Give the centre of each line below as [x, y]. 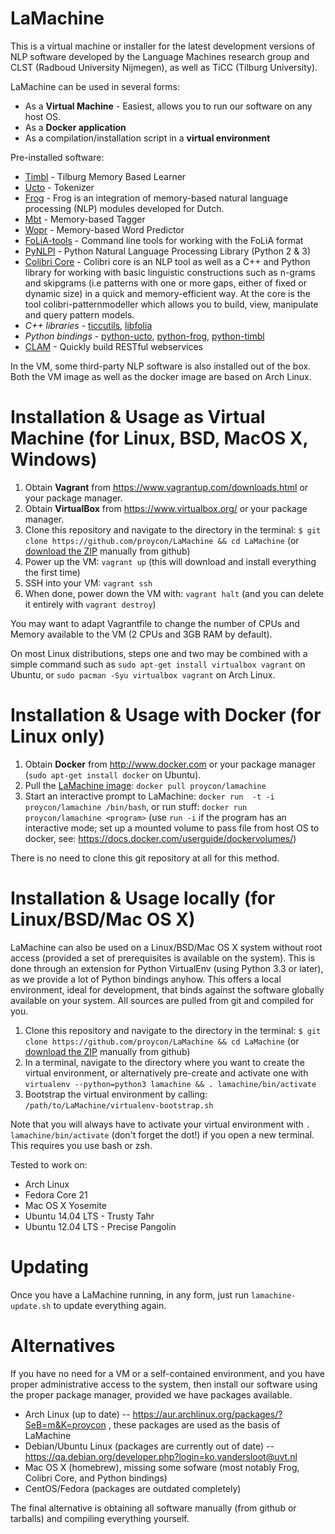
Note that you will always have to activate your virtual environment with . [160, 1124]
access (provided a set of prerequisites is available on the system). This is [163, 958]
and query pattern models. [79, 314]
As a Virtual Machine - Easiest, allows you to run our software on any [168, 106]
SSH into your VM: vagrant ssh [88, 583]
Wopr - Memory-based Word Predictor [104, 229]
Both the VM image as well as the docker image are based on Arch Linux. [161, 376]
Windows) [54, 459]
